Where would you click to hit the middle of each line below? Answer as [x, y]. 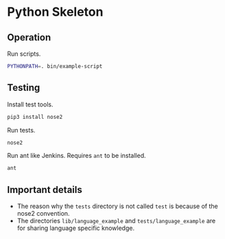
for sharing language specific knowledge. [76, 228]
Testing [24, 88]
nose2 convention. [43, 214]
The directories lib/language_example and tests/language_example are [116, 221]
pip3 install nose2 [35, 117]
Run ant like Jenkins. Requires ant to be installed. [76, 156]
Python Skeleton [55, 12]
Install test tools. [30, 104]
